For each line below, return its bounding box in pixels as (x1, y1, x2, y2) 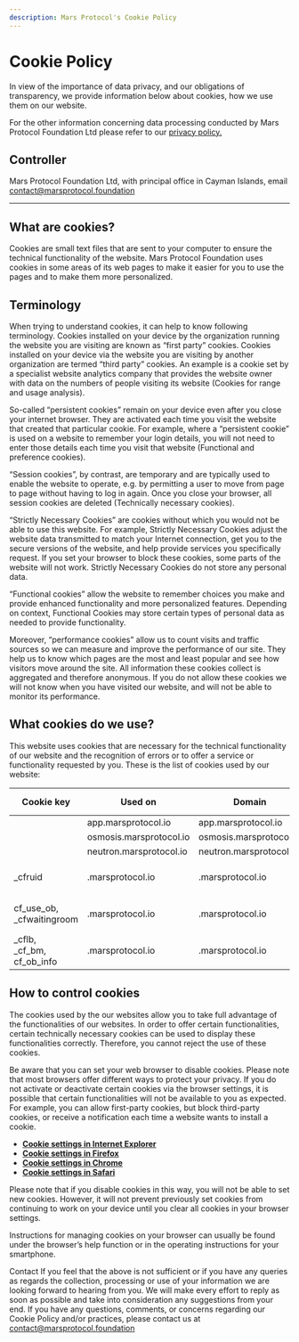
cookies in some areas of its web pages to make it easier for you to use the (9, 262, 285, 272)
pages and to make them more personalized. (9, 272, 174, 282)
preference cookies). (9, 451, 86, 462)
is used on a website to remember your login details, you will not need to (9, 433, 276, 443)
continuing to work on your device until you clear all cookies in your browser (9, 1203, 289, 1214)
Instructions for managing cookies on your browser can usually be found (9, 1230, 276, 1240)
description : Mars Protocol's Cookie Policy (9, 12, 177, 22)
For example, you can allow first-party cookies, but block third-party (9, 1102, 261, 1113)
